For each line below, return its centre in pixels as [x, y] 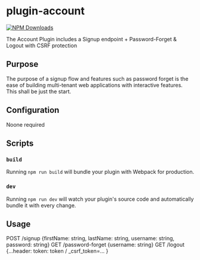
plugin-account [45, 11]
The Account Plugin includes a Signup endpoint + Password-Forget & [92, 39]
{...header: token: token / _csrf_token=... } [57, 251]
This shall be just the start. [39, 91]
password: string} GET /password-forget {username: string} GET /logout [96, 245]
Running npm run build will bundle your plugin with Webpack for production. [100, 172]
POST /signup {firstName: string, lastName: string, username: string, [90, 238]
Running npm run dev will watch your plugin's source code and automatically [100, 199]
